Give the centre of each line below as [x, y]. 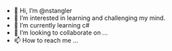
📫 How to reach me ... [46, 40]
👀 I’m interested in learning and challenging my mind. [89, 18]
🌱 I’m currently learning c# [52, 25]
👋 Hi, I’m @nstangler [43, 11]
